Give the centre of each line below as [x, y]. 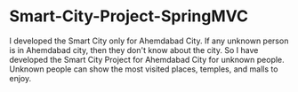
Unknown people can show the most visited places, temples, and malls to [144, 69]
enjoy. [20, 78]
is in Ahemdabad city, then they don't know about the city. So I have [134, 50]
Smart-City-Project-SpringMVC [129, 16]
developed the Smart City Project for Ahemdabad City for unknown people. [147, 59]
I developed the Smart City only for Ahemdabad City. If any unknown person [149, 41]
